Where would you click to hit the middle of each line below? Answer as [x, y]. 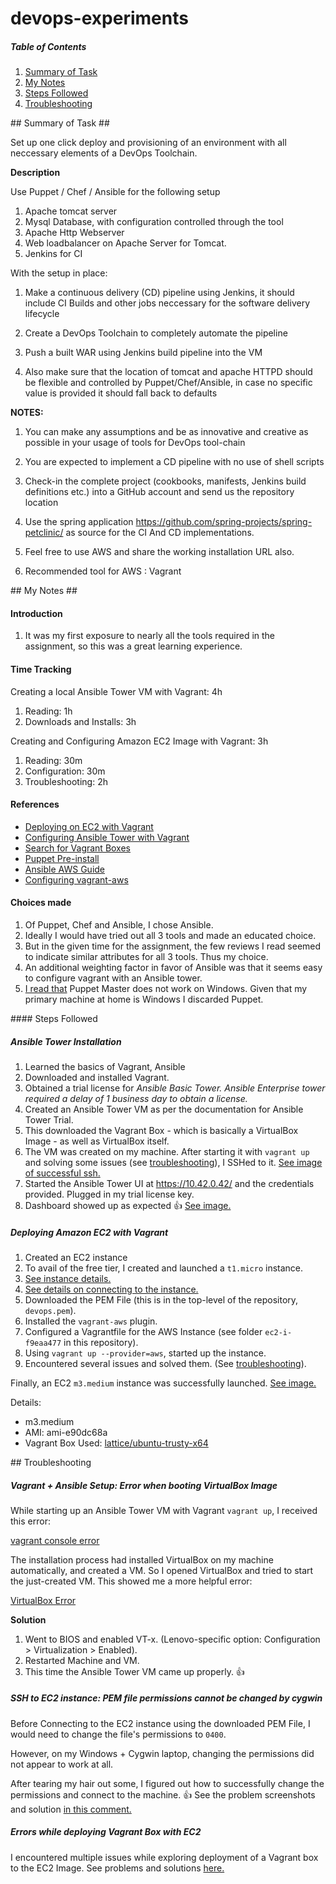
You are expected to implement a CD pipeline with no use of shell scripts [174, 462]
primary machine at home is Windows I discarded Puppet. [144, 999]
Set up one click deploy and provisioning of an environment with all [148, 143]
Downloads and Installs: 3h [80, 721]
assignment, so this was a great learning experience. [133, 646]
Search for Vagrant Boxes [78, 848]
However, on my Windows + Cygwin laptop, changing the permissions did [162, 1753]
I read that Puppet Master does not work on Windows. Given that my [166, 988]
